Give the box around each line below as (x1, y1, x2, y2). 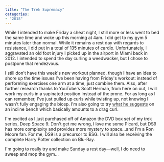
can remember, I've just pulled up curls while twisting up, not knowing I (5, 96, 148, 102)
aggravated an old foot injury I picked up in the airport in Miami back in (5, 50, 148, 56)
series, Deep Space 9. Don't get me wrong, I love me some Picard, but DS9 (5, 121, 157, 127)
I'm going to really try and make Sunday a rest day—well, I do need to (5, 146, 145, 152)
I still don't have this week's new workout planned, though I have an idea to (5, 70, 157, 76)
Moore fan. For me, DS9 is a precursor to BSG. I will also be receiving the (5, 131, 152, 137)
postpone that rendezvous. (5, 61, 60, 66)
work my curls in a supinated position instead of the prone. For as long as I (5, 91, 156, 97)
